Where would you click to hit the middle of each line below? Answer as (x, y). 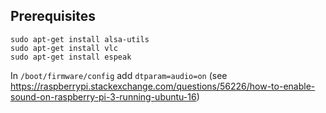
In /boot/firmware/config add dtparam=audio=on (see (119, 75)
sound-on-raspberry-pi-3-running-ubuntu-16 (103, 96)
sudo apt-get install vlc (64, 48)
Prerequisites (53, 16)
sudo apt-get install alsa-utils (80, 39)
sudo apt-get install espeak (71, 57)
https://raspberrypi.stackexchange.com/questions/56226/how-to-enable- (163, 86)
